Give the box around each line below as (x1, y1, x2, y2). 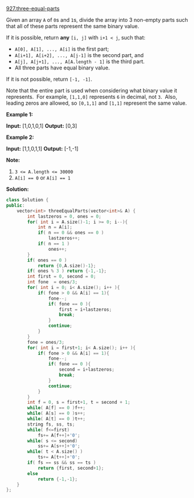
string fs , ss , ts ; (27, 421, 75, 427)
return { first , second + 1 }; (37, 465, 104, 471)
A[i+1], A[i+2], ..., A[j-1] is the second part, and (14, 52, 144, 58)
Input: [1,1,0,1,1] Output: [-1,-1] (6, 145, 78, 152)
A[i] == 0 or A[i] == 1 (14, 174, 71, 181)
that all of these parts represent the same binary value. (6, 23, 140, 29)
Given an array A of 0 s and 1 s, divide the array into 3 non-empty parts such (6, 16, 189, 23)
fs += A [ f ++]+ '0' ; (37, 432, 81, 438)
